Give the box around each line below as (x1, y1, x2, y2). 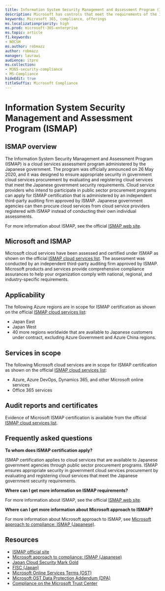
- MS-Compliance (5, 72, 38, 77)
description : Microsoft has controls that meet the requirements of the (5, 12, 157, 17)
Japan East (12, 319, 35, 325)
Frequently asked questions (5, 434, 92, 442)
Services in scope (5, 349, 61, 357)
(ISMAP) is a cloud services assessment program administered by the (5, 161, 146, 167)
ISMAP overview (5, 143, 57, 151)
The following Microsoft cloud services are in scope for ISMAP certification (5, 362, 157, 368)
